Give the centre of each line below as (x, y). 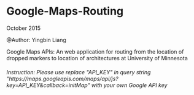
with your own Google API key (129, 85)
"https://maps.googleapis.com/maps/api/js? (62, 79)
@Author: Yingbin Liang (36, 40)
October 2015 (24, 28)
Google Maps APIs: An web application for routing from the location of (95, 51)
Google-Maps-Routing (65, 11)
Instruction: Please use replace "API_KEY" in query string (79, 72)
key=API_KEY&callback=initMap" (48, 85)
